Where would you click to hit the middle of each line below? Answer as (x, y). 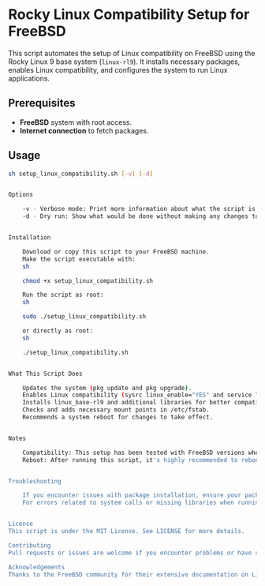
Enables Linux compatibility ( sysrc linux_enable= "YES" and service (137, 395)
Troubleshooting (35, 481)
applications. (29, 78)
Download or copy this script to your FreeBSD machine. (116, 252)
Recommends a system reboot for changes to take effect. (118, 417)
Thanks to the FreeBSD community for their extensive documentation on (128, 574)
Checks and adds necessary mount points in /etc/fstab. (116, 410)
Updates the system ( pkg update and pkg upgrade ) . (107, 388)
